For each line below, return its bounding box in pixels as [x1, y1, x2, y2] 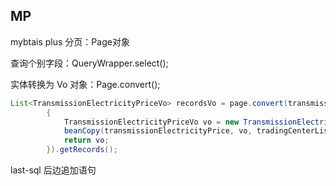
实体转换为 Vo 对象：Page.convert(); [10, 78, 161, 90]
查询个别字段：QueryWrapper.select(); [10, 57, 169, 69]
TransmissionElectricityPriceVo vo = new [63, 117, 240, 127]
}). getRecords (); [46, 145, 118, 155]
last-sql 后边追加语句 [10, 164, 97, 176]
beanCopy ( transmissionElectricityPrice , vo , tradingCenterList [63, 126, 333, 136]
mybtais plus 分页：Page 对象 [10, 35, 130, 48]
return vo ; [63, 135, 110, 146]
